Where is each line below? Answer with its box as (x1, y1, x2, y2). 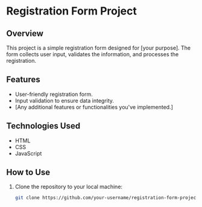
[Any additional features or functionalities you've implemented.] (14, 103, 173, 110)
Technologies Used (6, 121, 80, 131)
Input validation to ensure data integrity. (14, 97, 115, 104)
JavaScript (14, 150, 42, 157)
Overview (6, 28, 44, 39)
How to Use (6, 167, 51, 177)
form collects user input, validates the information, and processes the (6, 51, 179, 58)
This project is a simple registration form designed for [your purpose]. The (6, 44, 191, 51)
